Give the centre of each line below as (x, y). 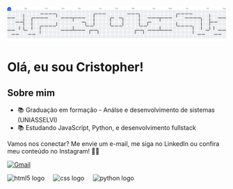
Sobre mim (31, 93)
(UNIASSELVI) (37, 120)
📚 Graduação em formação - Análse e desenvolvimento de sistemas (116, 110)
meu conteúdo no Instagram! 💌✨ (53, 151)
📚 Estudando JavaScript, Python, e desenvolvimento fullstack (106, 128)
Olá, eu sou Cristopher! (75, 67)
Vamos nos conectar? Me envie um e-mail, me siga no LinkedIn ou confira (113, 144)
